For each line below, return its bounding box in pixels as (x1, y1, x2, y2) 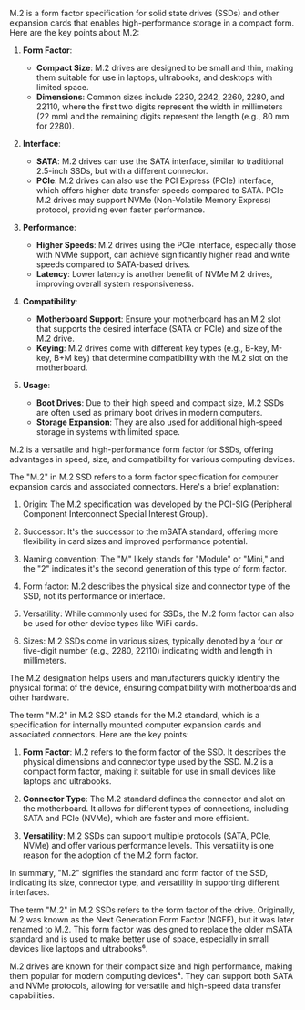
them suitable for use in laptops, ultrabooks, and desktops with (36, 72, 273, 83)
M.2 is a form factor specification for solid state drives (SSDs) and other (9, 8, 280, 18)
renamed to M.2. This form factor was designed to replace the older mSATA (9, 924, 293, 934)
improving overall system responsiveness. (36, 278, 194, 289)
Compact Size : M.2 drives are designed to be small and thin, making (36, 63, 294, 73)
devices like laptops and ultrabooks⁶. (9, 943, 148, 953)
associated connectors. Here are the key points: (9, 729, 189, 739)
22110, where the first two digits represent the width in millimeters (36, 101, 284, 112)
